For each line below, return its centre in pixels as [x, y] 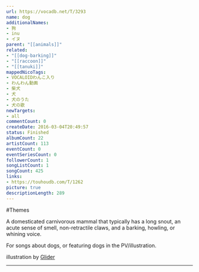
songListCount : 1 [28, 166]
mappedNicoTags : [26, 72]
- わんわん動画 [22, 83]
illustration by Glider [31, 257]
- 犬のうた [18, 99]
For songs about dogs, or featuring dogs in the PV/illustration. [81, 245]
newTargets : [21, 111]
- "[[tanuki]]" [25, 67]
